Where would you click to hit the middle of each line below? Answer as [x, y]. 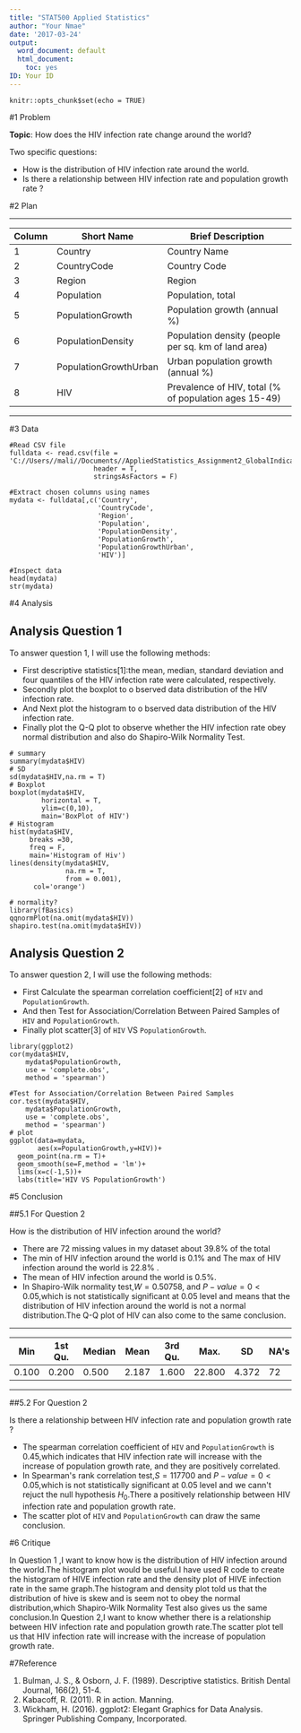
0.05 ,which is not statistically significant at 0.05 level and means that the [156, 1296]
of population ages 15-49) [224, 398]
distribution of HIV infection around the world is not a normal [134, 1306]
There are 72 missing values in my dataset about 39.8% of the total [146, 1249]
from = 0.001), [94, 879]
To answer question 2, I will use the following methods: [111, 975]
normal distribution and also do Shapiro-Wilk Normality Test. [133, 737]
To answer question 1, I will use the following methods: [110, 653]
